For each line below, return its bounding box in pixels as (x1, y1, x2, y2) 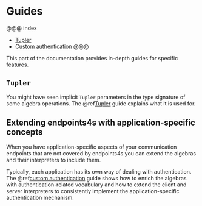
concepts (6, 127, 43, 138)
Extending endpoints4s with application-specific (6, 118, 195, 128)
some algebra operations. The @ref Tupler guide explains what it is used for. (6, 99, 196, 107)
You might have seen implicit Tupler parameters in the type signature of (6, 93, 186, 101)
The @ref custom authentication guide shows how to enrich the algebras (6, 174, 187, 182)
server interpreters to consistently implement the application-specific (6, 187, 180, 194)
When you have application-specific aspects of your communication (6, 143, 177, 151)
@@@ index (6, 24, 38, 32)
